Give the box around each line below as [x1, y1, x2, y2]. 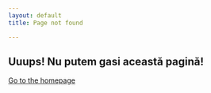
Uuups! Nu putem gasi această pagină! [8, 54, 205, 68]
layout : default [8, 11, 62, 20]
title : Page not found [8, 19, 83, 27]
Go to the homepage [8, 76, 75, 85]
